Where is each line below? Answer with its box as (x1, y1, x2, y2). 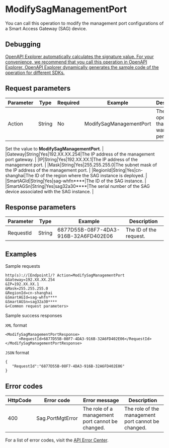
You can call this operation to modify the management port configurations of (5, 20, 164, 26)
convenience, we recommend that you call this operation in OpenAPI (5, 59, 147, 65)
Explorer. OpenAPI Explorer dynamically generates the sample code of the (5, 64, 159, 70)
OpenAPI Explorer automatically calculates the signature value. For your (5, 53, 154, 59)
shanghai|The (5, 172, 34, 178)
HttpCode (8, 397, 32, 404)
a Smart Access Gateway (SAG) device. (5, 25, 87, 31)
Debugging (5, 40, 41, 49)
